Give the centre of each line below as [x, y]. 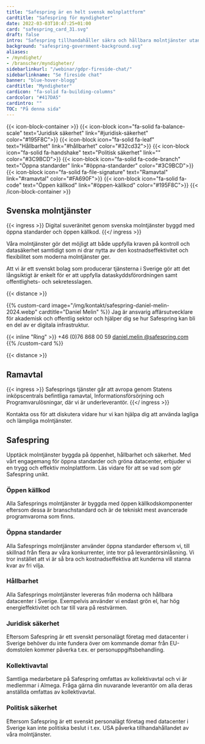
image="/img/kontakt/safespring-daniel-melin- [110, 306]
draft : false [23, 35]
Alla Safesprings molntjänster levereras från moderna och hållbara [90, 594]
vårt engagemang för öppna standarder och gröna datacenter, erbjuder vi [99, 461]
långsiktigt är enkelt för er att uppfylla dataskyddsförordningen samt [92, 275]
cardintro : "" [24, 103]
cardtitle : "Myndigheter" [39, 86]
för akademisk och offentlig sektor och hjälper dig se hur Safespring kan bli [101, 319]
